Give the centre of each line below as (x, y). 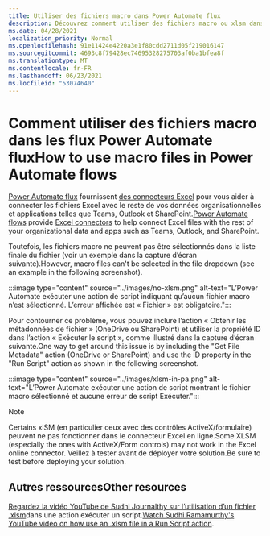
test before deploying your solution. (67, 462)
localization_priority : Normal (61, 38)
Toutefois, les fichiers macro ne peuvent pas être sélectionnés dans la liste (132, 247)
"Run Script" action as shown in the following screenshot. (104, 364)
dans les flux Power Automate (110, 140)
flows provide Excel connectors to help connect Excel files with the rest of (131, 222)
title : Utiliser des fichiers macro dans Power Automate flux (115, 16)
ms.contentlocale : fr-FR (50, 69)
